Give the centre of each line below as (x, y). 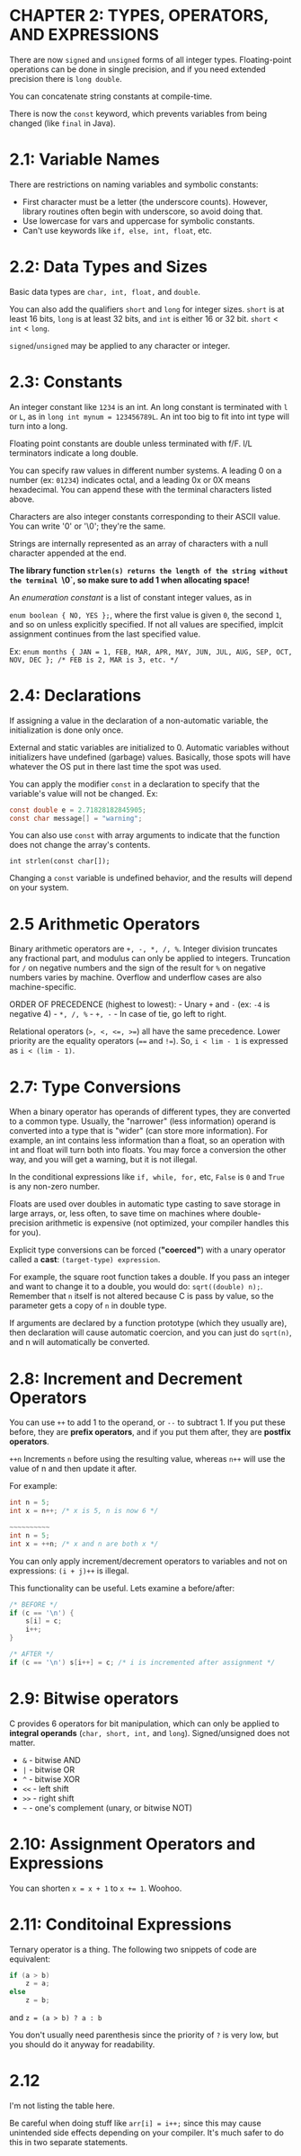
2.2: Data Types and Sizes (109, 267)
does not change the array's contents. (80, 845)
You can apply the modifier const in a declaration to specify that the (135, 784)
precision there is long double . (66, 78)
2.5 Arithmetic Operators (105, 924)
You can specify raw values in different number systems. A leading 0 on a (146, 470)
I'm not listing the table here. (62, 2106)
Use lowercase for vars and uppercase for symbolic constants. (138, 220)
